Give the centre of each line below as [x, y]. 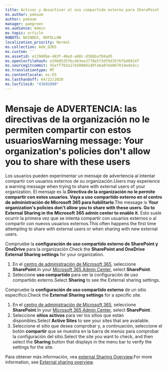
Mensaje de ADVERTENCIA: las [71, 109]
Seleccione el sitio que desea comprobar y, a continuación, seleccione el [87, 326]
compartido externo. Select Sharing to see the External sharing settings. [86, 280]
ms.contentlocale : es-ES [31, 75]
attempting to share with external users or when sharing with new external [82, 229]
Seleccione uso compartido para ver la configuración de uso [75, 275]
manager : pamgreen [24, 24]
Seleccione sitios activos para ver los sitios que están [68, 315]
